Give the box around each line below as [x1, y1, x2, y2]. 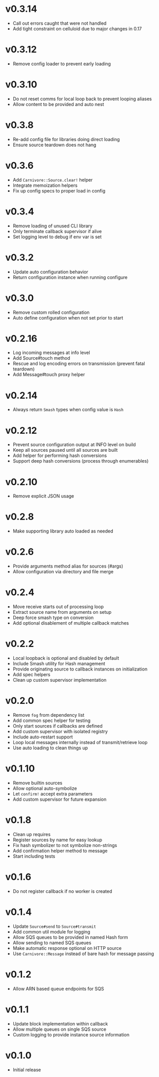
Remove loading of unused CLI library [12, 222, 93, 229]
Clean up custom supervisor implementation [12, 677, 107, 683]
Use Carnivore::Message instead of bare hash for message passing [12, 950, 154, 957]
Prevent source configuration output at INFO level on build [12, 442, 136, 448]
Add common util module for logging [12, 928, 91, 934]
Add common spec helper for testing [12, 717, 91, 723]
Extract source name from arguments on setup [12, 609, 112, 615]
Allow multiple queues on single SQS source [12, 1026, 107, 1032]
